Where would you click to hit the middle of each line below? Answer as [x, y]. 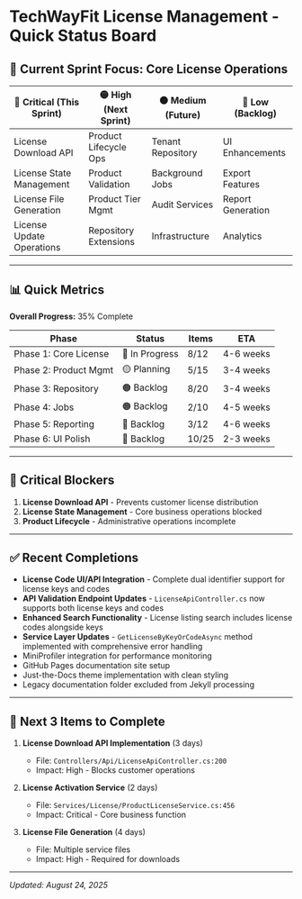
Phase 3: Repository [56, 389]
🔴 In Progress [150, 353]
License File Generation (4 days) [84, 832]
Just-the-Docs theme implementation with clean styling [125, 675]
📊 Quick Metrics [57, 290]
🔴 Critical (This [47, 102]
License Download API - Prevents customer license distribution [140, 502]
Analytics [242, 236]
